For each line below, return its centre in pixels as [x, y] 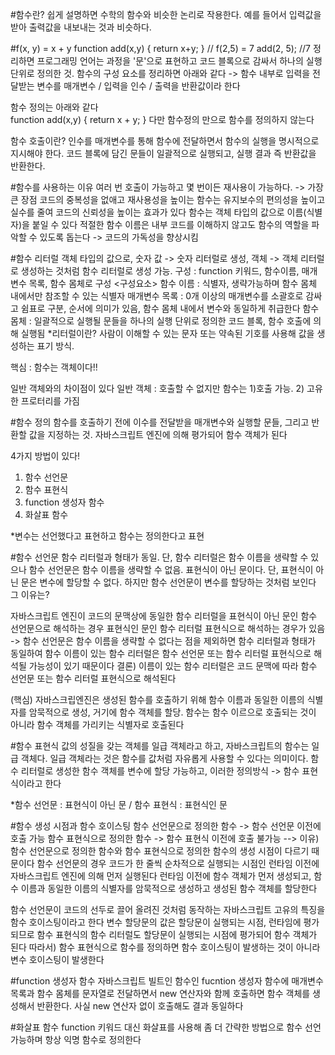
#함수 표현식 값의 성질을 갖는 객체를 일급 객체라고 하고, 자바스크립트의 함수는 [160, 746]
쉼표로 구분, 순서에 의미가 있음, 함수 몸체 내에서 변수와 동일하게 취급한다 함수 [170, 308]
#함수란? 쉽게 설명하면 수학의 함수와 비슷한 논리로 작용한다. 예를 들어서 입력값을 [166, 14]
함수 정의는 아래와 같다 [54, 107]
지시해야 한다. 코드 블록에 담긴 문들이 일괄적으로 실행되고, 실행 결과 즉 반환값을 [163, 153]
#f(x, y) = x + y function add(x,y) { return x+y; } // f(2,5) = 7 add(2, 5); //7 [160, 48]
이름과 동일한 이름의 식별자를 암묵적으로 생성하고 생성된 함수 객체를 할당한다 [169, 888]
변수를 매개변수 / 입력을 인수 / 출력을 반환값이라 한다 [138, 86]
